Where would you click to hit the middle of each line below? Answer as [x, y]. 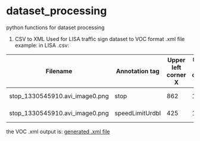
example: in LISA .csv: [42, 45]
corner [176, 74]
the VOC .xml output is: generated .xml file [58, 131]
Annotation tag [137, 71]
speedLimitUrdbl [138, 113]
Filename [59, 71]
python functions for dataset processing [56, 27]
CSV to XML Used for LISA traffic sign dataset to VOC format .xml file [100, 39]
